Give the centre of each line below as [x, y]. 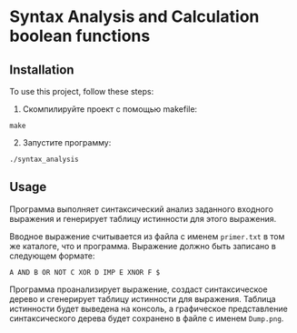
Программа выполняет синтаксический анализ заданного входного [142, 209]
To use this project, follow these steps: [82, 91]
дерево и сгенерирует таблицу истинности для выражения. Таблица [143, 298]
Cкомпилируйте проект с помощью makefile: [110, 109]
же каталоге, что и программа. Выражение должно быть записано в [143, 246]
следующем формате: [52, 256]
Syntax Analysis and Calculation [134, 17]
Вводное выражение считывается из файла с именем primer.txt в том [147, 236]
